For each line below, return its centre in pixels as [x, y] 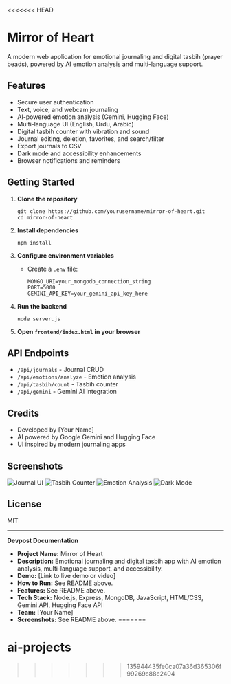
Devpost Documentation [43, 540]
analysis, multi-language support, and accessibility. [90, 568]
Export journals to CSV [49, 146]
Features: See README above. [61, 590]
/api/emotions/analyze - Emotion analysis [76, 377]
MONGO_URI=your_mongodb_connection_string [89, 281]
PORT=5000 [42, 287]
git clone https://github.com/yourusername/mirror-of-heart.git [111, 211]
